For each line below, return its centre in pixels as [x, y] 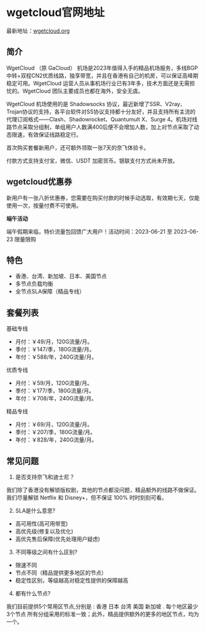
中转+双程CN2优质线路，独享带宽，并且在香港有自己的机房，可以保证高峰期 [102, 75]
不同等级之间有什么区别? [46, 552]
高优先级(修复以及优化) [44, 531]
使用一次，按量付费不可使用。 [44, 205]
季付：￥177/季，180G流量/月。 [55, 391]
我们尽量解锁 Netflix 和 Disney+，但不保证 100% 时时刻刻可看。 [87, 498]
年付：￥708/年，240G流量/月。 [56, 399]
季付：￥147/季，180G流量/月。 [55, 350]
